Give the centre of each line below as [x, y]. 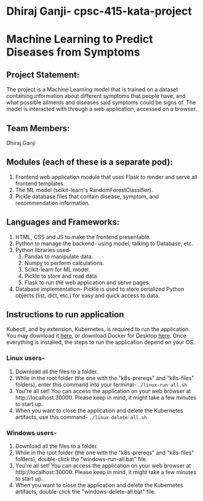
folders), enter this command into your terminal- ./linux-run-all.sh [101, 384]
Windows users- [31, 432]
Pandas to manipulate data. [59, 256]
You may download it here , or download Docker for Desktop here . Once [96, 336]
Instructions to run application [65, 315]
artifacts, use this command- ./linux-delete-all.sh [81, 417]
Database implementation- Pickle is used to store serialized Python [100, 289]
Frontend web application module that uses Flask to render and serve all [106, 177]
